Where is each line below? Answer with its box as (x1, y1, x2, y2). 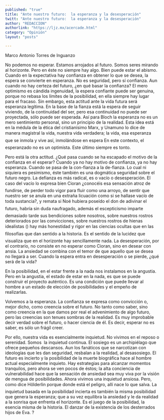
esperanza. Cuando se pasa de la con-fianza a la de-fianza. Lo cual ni (5, 164, 147, 170)
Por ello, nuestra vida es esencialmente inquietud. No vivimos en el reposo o (5, 334, 160, 340)
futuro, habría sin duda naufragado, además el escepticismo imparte (5, 205, 143, 211)
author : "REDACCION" (5, 21, 47, 26)
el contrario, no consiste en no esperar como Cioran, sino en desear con (5, 243, 151, 249)
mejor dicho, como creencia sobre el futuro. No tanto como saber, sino (5, 304, 148, 309)
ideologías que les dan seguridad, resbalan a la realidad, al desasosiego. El (5, 350, 157, 356)
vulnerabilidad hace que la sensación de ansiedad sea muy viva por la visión (5, 370, 160, 376)
